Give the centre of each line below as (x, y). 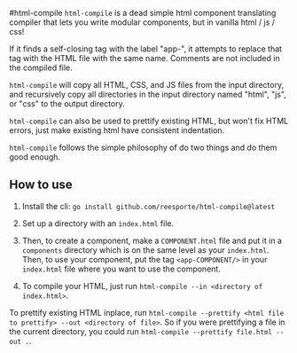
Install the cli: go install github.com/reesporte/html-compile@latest (148, 206)
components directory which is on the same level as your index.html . (145, 250)
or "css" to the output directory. (67, 104)
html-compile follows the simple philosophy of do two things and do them (143, 147)
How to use (41, 185)
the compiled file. (41, 67)
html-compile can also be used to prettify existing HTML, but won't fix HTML (149, 121)
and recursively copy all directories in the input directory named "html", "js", (148, 94)
